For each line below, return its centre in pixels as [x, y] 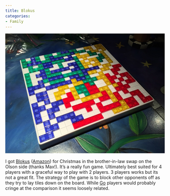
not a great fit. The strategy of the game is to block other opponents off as [83, 178]
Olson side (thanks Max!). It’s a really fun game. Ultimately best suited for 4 [83, 167]
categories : [18, 16]
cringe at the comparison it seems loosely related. [57, 188]
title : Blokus [20, 11]
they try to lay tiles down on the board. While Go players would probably [80, 183]
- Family [14, 21]
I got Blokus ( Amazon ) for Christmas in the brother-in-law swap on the [79, 162]
